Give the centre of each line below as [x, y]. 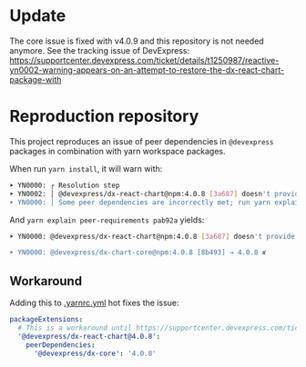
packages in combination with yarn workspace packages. [117, 151]
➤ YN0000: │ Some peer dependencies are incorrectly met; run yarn [140, 202]
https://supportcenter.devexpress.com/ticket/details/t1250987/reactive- [144, 60]
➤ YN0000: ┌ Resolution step [65, 185]
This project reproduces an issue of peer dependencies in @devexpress [142, 141]
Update [38, 16]
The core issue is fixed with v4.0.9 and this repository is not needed [137, 41]
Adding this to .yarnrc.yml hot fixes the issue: [94, 303]
